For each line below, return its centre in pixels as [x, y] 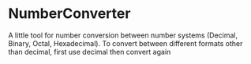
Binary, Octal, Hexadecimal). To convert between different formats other [126, 43]
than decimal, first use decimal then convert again [90, 52]
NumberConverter [69, 14]
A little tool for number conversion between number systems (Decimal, [123, 35]
